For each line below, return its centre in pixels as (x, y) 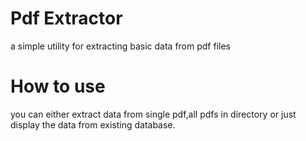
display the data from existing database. (93, 124)
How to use (58, 86)
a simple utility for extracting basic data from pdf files (120, 46)
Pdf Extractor (66, 18)
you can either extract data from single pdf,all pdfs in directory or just (153, 114)
